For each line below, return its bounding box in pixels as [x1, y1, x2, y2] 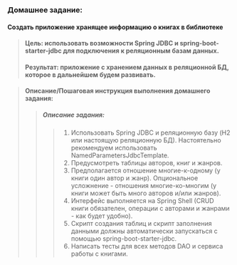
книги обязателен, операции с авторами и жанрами [70, 204, 230, 213]
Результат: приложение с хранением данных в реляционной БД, [24, 63, 229, 71]
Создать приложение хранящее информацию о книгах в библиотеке [7, 23, 223, 31]
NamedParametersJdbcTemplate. [70, 151, 169, 160]
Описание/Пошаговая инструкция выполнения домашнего [24, 87, 211, 95]
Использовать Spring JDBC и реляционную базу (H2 [70, 128, 231, 137]
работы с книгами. [70, 249, 128, 258]
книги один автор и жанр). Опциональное [70, 174, 199, 182]
